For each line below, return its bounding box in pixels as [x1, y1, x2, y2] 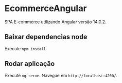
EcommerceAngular [4, 3, 87, 14]
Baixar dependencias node [4, 33, 87, 41]
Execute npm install [4, 45, 46, 51]
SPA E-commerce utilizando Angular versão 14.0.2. [4, 19, 106, 25]
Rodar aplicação [4, 60, 55, 68]
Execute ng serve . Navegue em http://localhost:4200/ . [4, 72, 118, 78]
